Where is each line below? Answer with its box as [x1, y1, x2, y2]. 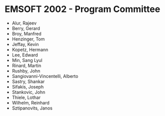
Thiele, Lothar [11, 94, 41, 100]
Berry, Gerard [11, 25, 40, 31]
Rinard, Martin [11, 62, 41, 68]
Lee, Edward [11, 51, 38, 58]
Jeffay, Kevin [11, 41, 39, 47]
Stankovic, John [11, 89, 45, 95]
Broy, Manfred [11, 30, 42, 36]
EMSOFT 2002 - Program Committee [4, 3, 160, 15]
